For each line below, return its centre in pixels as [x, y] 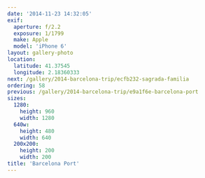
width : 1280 [37, 118]
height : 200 [37, 151]
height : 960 [37, 111]
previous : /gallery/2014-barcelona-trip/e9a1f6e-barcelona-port [103, 92]
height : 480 [37, 131]
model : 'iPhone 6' [41, 46]
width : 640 [36, 137]
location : [22, 60]
